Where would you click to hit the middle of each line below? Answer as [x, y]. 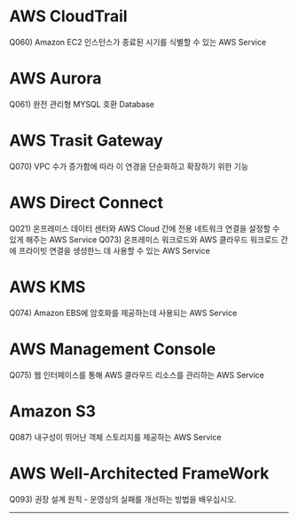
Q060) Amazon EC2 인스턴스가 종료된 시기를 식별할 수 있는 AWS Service [138, 42]
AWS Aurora [55, 79]
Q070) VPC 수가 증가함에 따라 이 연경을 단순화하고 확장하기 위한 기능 [129, 166]
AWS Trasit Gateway [86, 141]
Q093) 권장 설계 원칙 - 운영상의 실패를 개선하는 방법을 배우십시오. [123, 499]
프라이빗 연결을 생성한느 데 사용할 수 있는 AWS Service [114, 250]
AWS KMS [47, 287]
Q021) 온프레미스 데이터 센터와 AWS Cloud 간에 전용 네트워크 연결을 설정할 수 [145, 228]
